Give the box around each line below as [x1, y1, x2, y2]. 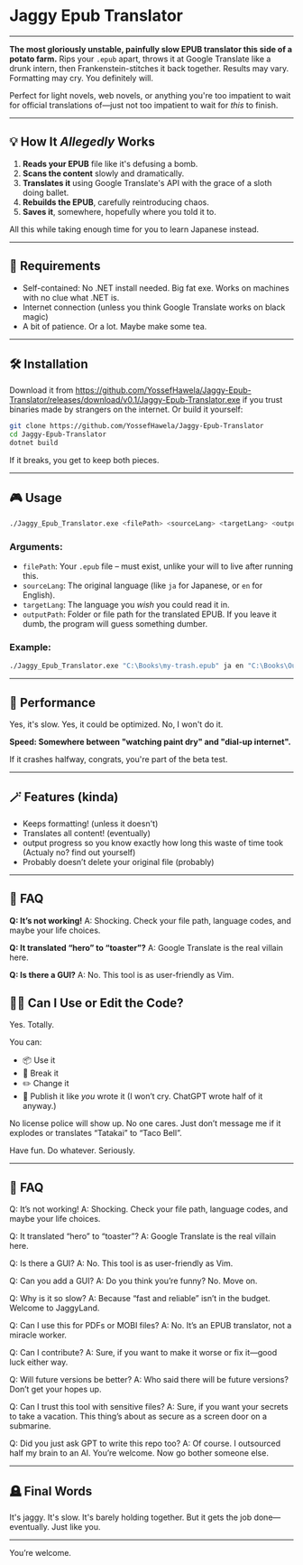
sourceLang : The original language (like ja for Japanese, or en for [22, 580, 263, 591]
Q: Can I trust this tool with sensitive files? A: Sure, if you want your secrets [9, 1402, 289, 1412]
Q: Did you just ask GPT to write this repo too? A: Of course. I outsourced [9, 1438, 281, 1449]
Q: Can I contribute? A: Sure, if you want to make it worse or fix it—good [9, 1347, 278, 1358]
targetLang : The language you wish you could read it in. [22, 599, 230, 610]
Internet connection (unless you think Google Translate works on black [22, 302, 286, 312]
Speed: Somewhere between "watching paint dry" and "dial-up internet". [9, 736, 291, 747]
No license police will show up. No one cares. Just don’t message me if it [9, 1118, 281, 1129]
